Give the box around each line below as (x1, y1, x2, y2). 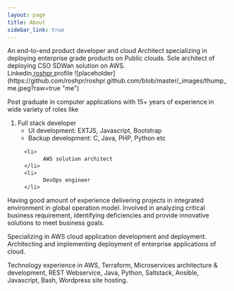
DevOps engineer (43, 177, 91, 184)
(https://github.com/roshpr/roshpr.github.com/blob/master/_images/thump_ (7, 76, 227, 85)
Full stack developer (17, 119, 77, 127)
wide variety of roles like (7, 105, 79, 114)
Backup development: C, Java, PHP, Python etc (27, 134, 166, 143)
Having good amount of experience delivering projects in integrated (7, 196, 204, 205)
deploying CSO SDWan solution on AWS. (7, 61, 125, 70)
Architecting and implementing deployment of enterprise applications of (7, 240, 216, 249)
